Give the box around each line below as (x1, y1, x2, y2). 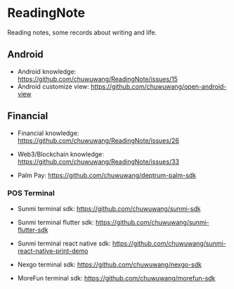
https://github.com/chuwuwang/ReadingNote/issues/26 (17, 136, 179, 145)
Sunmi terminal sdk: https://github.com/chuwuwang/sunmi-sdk (17, 204, 201, 212)
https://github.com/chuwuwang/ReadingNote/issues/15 (17, 75, 178, 83)
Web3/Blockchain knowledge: (17, 150, 104, 158)
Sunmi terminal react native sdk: (17, 239, 111, 248)
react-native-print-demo (17, 246, 89, 255)
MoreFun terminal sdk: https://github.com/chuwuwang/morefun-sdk (17, 274, 216, 282)
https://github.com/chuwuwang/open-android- (91, 82, 227, 91)
